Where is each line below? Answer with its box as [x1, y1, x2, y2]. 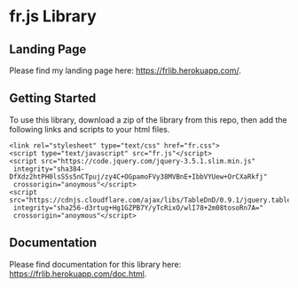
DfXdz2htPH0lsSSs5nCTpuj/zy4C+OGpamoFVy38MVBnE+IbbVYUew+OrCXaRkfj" [9, 172, 268, 181]
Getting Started [9, 91, 97, 106]
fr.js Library [9, 6, 98, 27]
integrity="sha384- [12, 164, 86, 173]
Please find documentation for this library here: [9, 259, 182, 269]
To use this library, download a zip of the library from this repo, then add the [9, 114, 287, 125]
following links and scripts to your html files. [9, 124, 170, 134]
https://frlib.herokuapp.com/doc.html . [9, 268, 147, 279]
